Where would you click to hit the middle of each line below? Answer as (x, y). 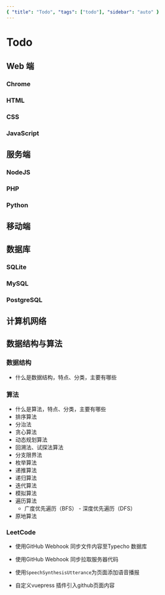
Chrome (19, 84)
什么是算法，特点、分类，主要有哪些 (61, 409)
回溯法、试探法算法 (39, 447)
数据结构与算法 (34, 344)
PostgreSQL (24, 300)
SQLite (16, 267)
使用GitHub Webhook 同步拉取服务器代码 (67, 560)
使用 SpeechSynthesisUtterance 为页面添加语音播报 (77, 572)
